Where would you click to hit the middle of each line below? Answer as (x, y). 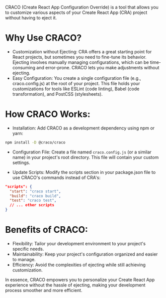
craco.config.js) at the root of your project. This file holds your (76, 83)
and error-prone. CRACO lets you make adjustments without (98, 67)
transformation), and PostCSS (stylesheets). (57, 94)
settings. (21, 162)
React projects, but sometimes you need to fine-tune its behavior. (79, 57)
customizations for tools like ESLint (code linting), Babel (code (76, 89)
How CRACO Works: (48, 114)
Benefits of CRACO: (47, 230)
